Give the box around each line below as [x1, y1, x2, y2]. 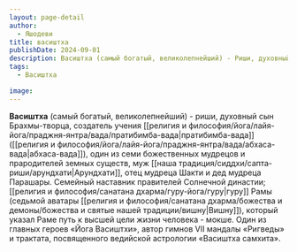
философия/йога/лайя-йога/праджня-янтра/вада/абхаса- [57, 139, 276, 149]
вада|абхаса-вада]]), [9, 148, 88, 159]
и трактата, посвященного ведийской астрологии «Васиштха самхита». [9, 233, 281, 243]
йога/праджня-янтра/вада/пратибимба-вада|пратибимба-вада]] [9, 129, 255, 140]
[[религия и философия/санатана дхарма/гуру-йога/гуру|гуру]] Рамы [9, 186, 272, 196]
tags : [9, 63, 29, 72]
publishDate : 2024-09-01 [9, 46, 101, 55]
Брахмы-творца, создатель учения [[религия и [9, 120, 187, 131]
